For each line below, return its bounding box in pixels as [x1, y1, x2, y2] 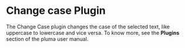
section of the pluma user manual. [6, 35, 89, 42]
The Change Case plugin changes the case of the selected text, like [6, 23, 170, 30]
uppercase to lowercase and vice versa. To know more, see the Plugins [6, 29, 180, 36]
